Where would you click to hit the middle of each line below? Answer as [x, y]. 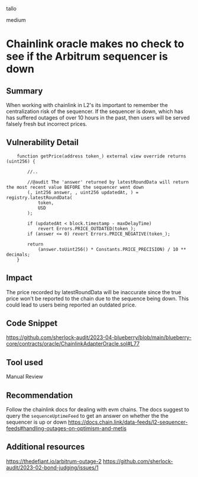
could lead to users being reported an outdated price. [71, 305]
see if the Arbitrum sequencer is [87, 57]
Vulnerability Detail [42, 142]
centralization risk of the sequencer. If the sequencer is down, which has [95, 111]
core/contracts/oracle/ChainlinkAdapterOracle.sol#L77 [73, 344]
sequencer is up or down [36, 422]
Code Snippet [32, 323]
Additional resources [46, 447]
